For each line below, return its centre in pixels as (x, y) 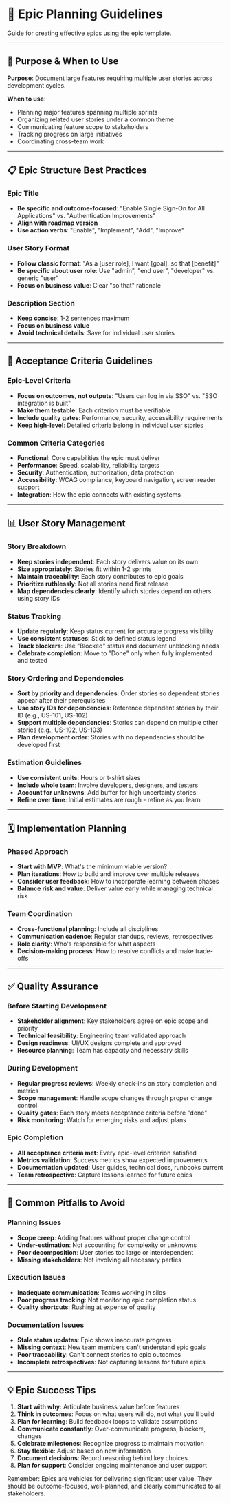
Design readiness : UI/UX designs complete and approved (99, 1043)
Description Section (41, 303)
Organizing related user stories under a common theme (95, 119)
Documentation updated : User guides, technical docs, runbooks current (120, 1167)
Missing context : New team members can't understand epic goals (111, 1347)
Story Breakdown (37, 546)
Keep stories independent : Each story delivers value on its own (108, 561)
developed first (38, 745)
